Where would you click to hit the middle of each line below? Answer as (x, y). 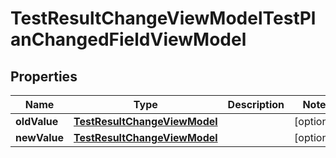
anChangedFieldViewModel (128, 39)
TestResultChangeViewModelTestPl (163, 18)
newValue (39, 137)
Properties (44, 76)
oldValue (37, 121)
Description (256, 104)
